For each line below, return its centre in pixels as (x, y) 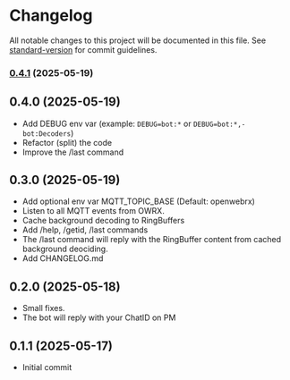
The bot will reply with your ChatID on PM (99, 317)
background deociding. (65, 249)
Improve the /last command (73, 152)
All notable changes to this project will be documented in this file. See (138, 40)
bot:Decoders (47, 134)
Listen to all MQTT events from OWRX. (94, 211)
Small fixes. (43, 308)
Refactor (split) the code (67, 142)
